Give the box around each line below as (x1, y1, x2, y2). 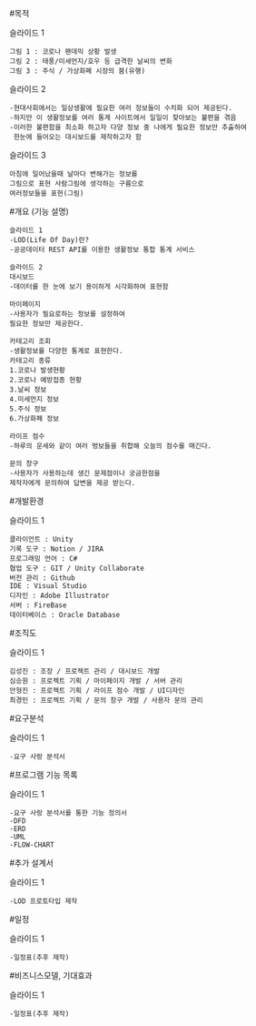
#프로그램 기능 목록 (9, 769, 78, 780)
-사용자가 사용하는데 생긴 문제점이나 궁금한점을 (9, 469, 161, 478)
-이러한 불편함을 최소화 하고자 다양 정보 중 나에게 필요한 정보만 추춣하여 (9, 123, 247, 132)
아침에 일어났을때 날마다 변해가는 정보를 (9, 169, 138, 178)
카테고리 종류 (9, 356, 52, 365)
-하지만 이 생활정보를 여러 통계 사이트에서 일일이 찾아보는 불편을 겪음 (9, 113, 237, 122)
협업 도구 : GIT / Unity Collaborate (9, 564, 145, 573)
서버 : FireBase (9, 601, 67, 610)
